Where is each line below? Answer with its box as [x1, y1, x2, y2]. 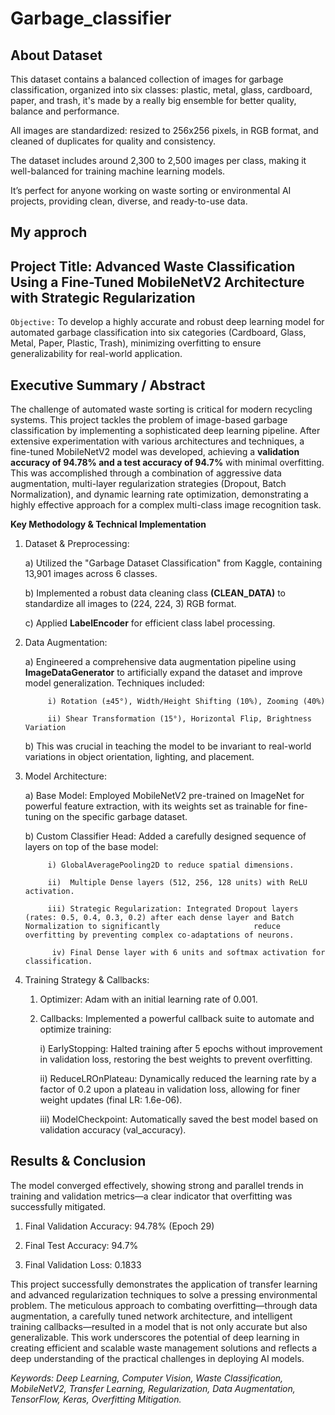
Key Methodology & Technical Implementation [10, 518, 207, 531]
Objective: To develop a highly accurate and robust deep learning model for [10, 316, 325, 328]
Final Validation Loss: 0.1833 [24, 1258, 142, 1271]
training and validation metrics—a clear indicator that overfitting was [10, 1190, 293, 1202]
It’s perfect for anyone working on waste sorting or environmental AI [10, 185, 292, 196]
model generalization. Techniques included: [24, 677, 205, 689]
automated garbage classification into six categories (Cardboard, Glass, [10, 327, 307, 339]
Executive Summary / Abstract [10, 377, 206, 394]
